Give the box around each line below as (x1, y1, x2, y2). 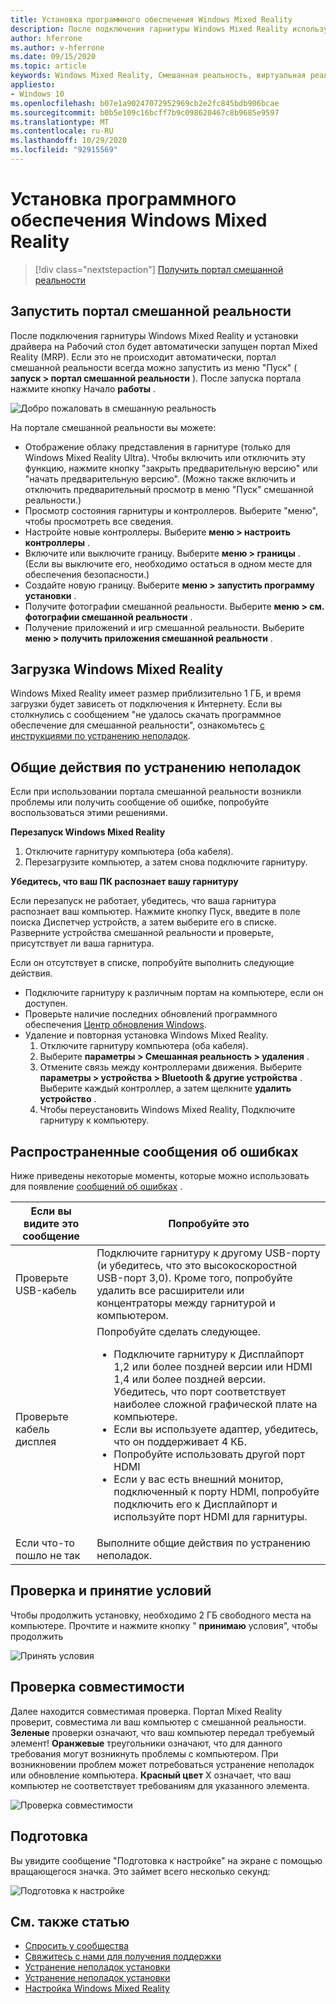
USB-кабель (15, 1284, 77, 1298)
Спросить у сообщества (24, 1940, 130, 1952)
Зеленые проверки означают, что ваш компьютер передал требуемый (10, 1726, 315, 1738)
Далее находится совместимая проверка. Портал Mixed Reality (10, 1705, 283, 1717)
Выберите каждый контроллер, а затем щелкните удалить (39, 1082, 292, 1095)
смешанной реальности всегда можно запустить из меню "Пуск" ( (10, 361, 298, 373)
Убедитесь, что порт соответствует (113, 1385, 287, 1399)
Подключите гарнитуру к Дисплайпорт (113, 1347, 305, 1361)
